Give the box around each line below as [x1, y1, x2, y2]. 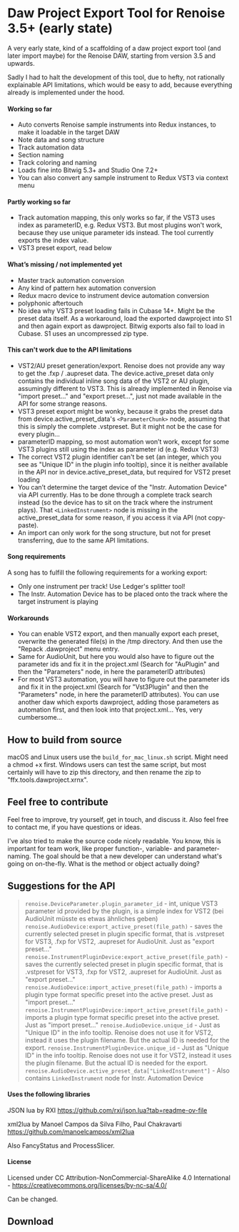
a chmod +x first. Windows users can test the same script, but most [7, 760, 207, 769]
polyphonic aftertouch [17, 299, 83, 307]
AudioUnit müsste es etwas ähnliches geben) [24, 914, 158, 923]
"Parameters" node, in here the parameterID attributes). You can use [17, 690, 220, 699]
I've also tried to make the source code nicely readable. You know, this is [7, 836, 221, 845]
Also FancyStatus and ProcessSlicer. [7, 1141, 116, 1150]
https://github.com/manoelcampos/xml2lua [7, 1127, 135, 1136]
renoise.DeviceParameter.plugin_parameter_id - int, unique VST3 [24, 899, 218, 908]
